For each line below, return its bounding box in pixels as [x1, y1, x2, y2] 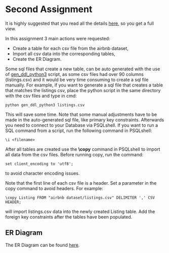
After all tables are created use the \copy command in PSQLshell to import [5, 146, 160, 152]
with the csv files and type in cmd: [5, 93, 77, 99]
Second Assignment [5, 4, 93, 15]
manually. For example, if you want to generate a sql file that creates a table [5, 82, 163, 88]
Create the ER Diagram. [12, 56, 62, 62]
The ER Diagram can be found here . [5, 242, 80, 248]
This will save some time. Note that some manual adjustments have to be [5, 111, 157, 117]
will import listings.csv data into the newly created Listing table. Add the [5, 208, 155, 215]
